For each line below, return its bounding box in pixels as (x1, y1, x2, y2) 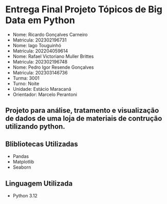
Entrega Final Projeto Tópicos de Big (5, 4, 163, 15)
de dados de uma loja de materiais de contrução (5, 114, 162, 123)
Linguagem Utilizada (5, 179, 73, 188)
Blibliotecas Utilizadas (5, 139, 78, 148)
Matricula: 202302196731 (12, 37, 67, 43)
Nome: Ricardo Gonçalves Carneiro (12, 31, 88, 37)
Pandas (12, 153, 29, 159)
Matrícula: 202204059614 (12, 48, 68, 54)
